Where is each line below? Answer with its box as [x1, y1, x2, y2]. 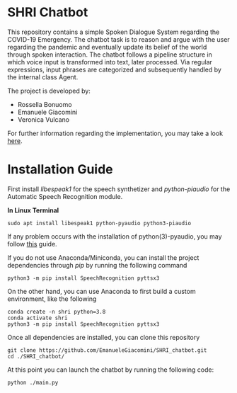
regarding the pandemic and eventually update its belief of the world [7, 42, 207, 51]
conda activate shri [7, 314, 69, 321]
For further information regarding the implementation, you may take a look [7, 129, 224, 137]
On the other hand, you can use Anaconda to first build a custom [7, 287, 196, 295]
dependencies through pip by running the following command [7, 261, 187, 269]
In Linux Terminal [7, 206, 59, 215]
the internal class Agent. [7, 72, 79, 81]
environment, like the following [7, 295, 97, 303]
